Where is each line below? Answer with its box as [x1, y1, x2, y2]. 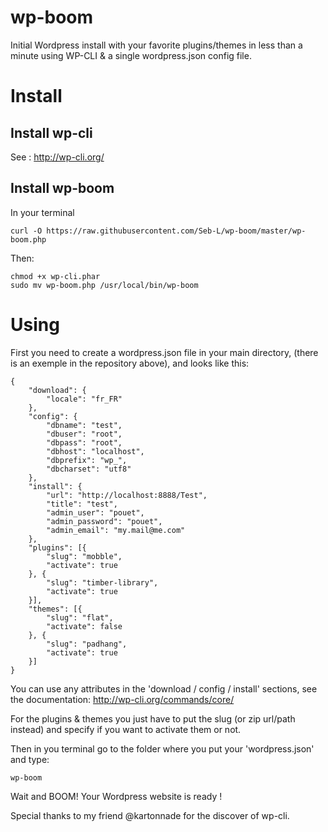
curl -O [10, 226, 43, 236]
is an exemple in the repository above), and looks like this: [10, 357, 250, 369]
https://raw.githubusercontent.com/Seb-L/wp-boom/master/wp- [46, 226, 307, 236]
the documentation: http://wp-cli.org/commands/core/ [10, 693, 235, 705]
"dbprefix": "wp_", [46, 455, 128, 465]
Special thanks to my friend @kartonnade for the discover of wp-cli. [10, 809, 290, 821]
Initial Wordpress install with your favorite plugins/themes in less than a [10, 39, 303, 51]
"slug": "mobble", [46, 551, 123, 561]
